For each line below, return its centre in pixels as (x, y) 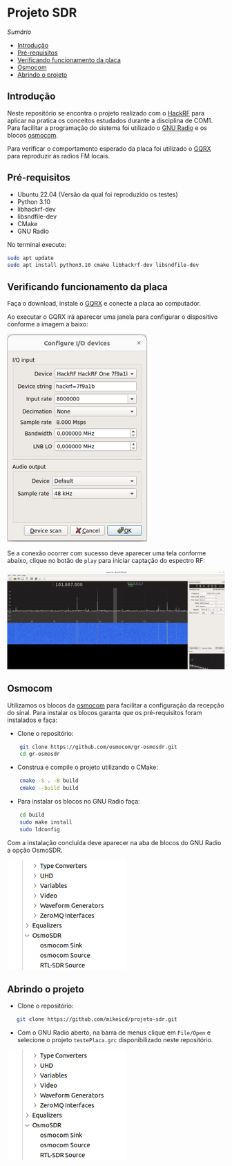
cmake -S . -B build (49, 781)
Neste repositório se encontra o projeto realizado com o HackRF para (106, 113)
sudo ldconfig (40, 829)
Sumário (19, 32)
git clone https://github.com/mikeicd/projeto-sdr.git (97, 1019)
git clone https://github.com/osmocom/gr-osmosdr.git (98, 747)
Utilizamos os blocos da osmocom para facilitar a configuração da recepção (116, 705)
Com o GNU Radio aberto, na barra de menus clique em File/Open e (114, 1033)
